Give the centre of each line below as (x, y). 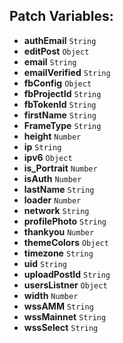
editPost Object (56, 51)
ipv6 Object (48, 157)
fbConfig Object (57, 83)
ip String (42, 146)
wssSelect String (61, 327)
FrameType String (62, 125)
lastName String (59, 189)
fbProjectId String (62, 93)
